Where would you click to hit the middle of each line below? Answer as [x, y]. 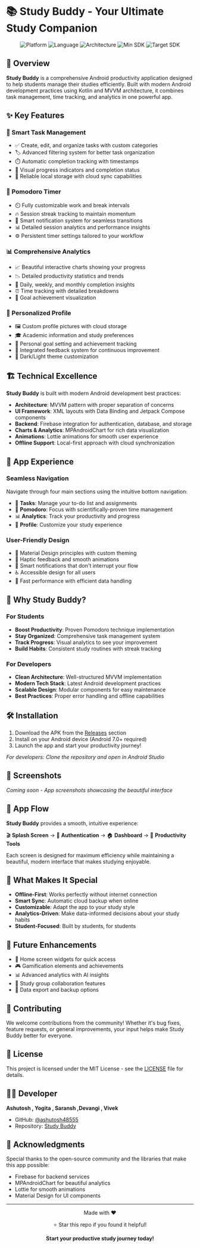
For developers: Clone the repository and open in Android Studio [85, 757]
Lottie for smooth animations [50, 1190]
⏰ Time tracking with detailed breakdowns [67, 291]
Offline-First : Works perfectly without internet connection [86, 895]
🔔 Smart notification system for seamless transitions [79, 220]
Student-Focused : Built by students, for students [75, 926]
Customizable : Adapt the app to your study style [75, 907]
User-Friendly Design [38, 540]
